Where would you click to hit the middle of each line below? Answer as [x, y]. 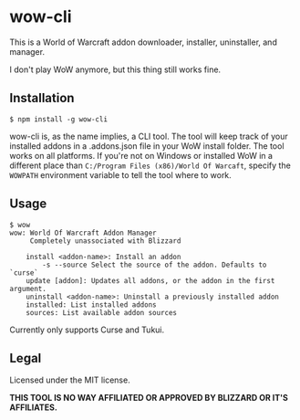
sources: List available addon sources [102, 312]
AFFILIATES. [33, 407]
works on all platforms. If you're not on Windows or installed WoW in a [141, 155]
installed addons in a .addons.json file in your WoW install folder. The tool [147, 146]
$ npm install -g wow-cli [58, 119]
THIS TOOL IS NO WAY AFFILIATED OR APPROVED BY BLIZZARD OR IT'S [149, 398]
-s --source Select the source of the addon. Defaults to [155, 265]
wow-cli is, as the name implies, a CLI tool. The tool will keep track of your [149, 136]
